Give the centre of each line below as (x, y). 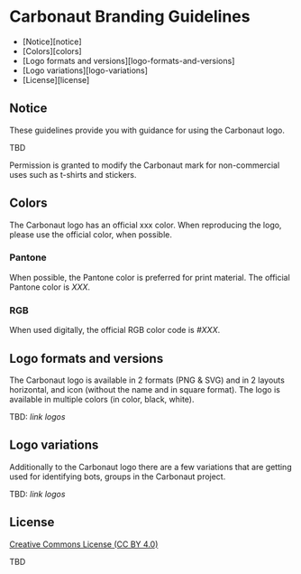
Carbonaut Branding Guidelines (130, 17)
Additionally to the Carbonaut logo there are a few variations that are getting (150, 467)
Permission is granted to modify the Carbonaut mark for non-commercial (145, 165)
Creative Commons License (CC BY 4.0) (84, 544)
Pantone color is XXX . (50, 287)
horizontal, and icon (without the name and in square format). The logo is (145, 389)
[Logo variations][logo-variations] (85, 70)
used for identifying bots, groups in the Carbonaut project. (118, 477)
